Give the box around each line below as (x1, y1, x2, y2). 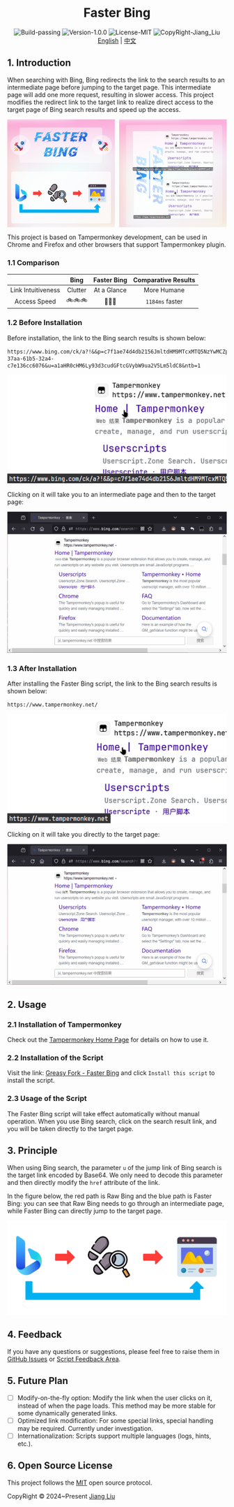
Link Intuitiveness (10, 285, 61, 294)
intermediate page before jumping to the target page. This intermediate (7, 82, 212, 92)
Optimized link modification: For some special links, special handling (17, 1416, 214, 1425)
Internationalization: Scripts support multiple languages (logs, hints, (17, 1432, 211, 1440)
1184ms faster (146, 297, 183, 305)
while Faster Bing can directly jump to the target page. (7, 1206, 163, 1215)
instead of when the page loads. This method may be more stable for (17, 1401, 216, 1410)
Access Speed (14, 297, 56, 305)
